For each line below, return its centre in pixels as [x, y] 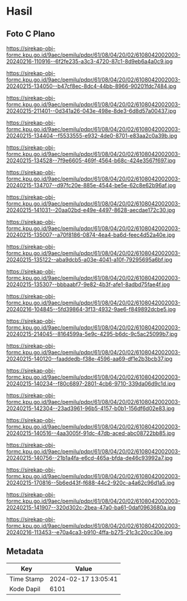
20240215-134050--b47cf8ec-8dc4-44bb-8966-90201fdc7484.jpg [91, 86]
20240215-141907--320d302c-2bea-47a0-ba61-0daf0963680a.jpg [91, 507]
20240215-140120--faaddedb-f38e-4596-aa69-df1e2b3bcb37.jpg [90, 359]
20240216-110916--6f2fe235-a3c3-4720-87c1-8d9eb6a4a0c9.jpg [90, 61]
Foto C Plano [31, 34]
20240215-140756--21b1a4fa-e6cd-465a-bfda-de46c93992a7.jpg [90, 458]
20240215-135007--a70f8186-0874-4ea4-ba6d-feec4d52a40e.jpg [91, 235]
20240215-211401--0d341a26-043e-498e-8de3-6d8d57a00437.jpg [91, 111]
